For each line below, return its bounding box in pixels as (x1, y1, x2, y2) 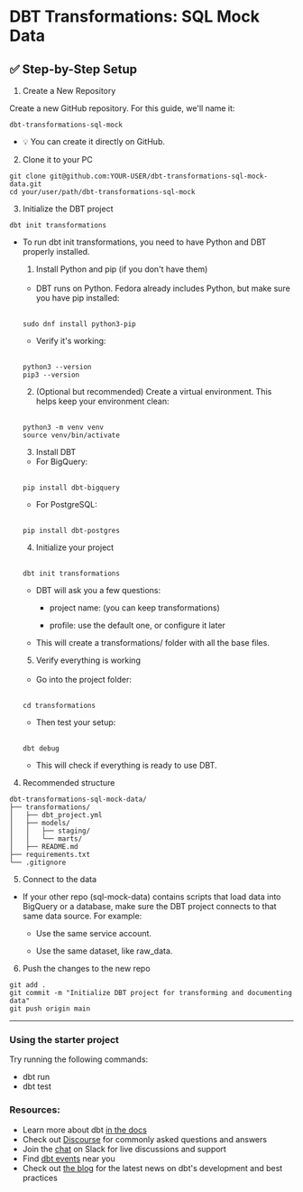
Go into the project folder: (35, 675, 133, 684)
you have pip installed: (35, 293, 120, 303)
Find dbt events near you (22, 1153, 115, 1164)
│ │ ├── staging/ (9, 826, 91, 835)
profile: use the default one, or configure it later (49, 620, 225, 630)
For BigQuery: (35, 456, 88, 467)
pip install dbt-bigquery (22, 483, 120, 492)
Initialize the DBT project (22, 203, 114, 214)
